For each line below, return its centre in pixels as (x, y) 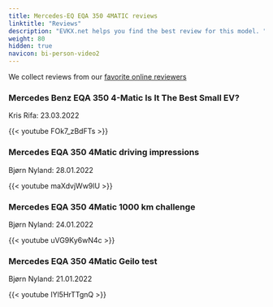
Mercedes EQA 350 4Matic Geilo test (83, 261)
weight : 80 (27, 39)
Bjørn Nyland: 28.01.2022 (51, 170)
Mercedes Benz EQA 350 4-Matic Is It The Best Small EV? (124, 97)
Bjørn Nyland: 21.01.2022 (50, 279)
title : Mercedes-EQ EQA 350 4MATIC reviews (83, 16)
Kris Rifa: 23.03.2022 (44, 115)
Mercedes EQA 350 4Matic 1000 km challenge (102, 206)
